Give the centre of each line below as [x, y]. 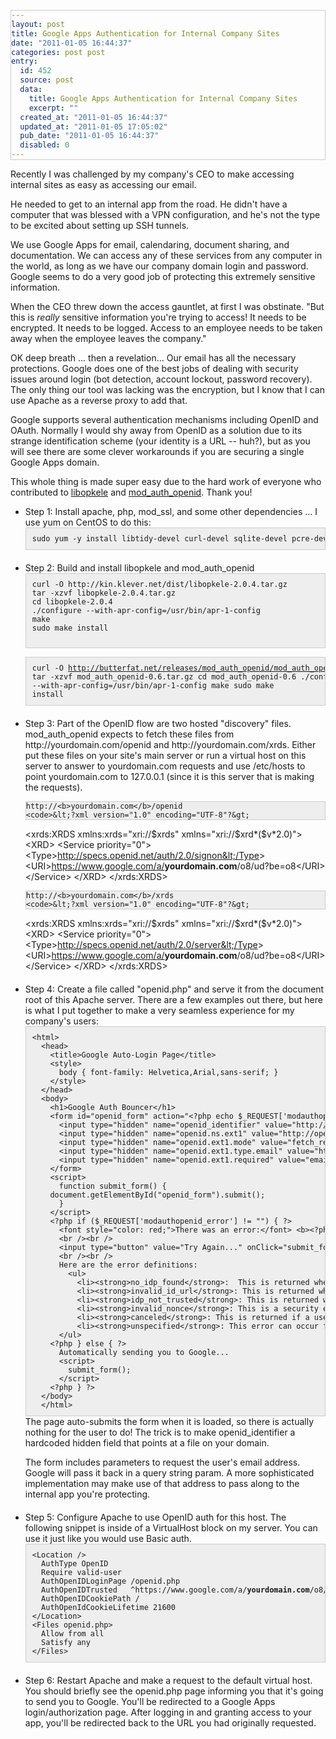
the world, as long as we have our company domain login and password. [159, 266]
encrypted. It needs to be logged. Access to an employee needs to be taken [166, 328]
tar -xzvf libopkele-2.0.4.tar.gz [103, 593]
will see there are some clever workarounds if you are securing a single [157, 451]
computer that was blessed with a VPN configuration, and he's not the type [165, 214]
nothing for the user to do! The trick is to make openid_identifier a [160, 1432]
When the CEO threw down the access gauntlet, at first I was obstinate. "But [167, 306]
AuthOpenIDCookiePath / [90, 1599]
